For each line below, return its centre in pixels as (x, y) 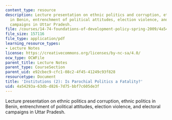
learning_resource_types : (33, 44)
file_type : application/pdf (35, 39)
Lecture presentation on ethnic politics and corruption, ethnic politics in (81, 101)
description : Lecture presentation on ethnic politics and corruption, (83, 15)
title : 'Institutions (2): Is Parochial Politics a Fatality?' (74, 82)
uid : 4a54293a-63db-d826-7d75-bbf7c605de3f (52, 86)
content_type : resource (31, 10)
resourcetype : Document (31, 77)
